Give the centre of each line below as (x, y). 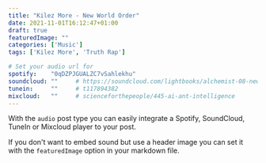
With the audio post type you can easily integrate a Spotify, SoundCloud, (127, 119)
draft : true (28, 30)
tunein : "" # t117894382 (63, 89)
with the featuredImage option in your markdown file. (94, 150)
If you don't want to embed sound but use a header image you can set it (126, 142)
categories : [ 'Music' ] (46, 45)
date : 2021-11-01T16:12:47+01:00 (63, 23)
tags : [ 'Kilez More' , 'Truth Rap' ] (67, 52)
